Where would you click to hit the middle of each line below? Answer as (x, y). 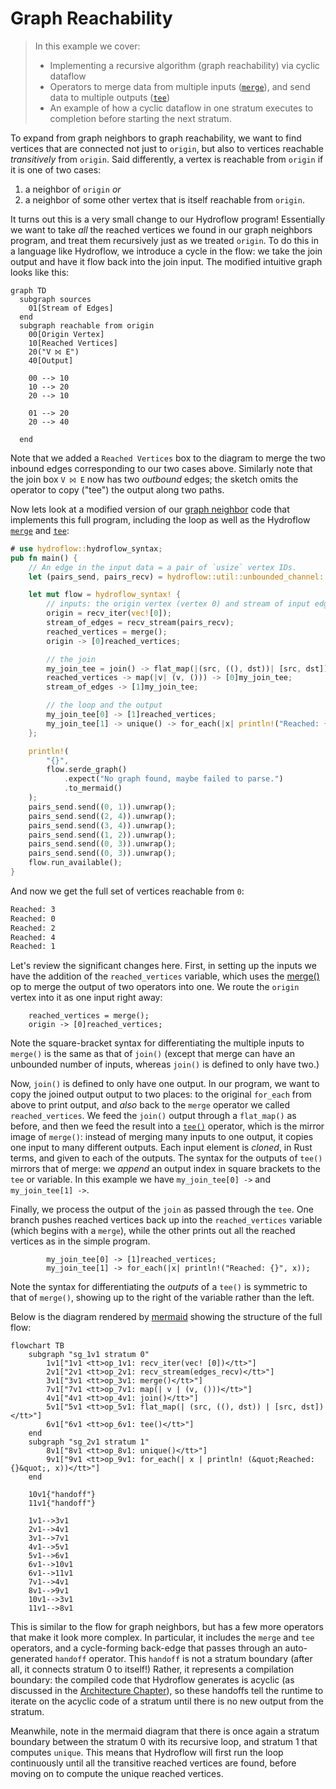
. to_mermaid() (93, 788)
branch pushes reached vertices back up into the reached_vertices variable (166, 1220)
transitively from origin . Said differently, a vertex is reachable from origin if (167, 159)
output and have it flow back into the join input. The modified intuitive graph (166, 261)
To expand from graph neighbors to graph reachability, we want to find (156, 138)
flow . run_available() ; (75, 863)
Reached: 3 (33, 909)
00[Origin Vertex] (66, 334)
